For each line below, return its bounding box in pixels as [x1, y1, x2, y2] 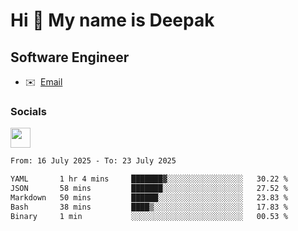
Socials [10, 104, 47, 118]
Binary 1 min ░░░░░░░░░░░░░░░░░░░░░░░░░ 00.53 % [10, 211, 288, 221]
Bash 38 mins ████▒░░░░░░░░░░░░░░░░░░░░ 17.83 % [10, 202, 288, 212]
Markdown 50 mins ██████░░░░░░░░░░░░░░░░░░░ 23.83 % [10, 192, 288, 203]
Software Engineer [10, 49, 130, 66]
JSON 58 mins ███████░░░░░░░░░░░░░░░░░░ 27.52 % [10, 184, 288, 194]
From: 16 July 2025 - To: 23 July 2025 [10, 156, 177, 166]
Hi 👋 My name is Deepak [10, 9, 215, 32]
